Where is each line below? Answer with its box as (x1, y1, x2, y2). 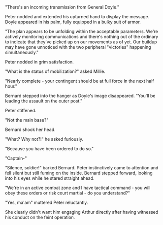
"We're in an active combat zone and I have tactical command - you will (5, 185, 151, 191)
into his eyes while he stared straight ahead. (5, 175, 95, 181)
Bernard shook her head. (5, 127, 56, 132)
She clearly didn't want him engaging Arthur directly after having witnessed (5, 209, 159, 215)
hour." (5, 83, 17, 89)
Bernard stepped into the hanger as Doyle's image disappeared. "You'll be (5, 93, 156, 98)
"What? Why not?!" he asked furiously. (5, 136, 84, 142)
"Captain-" (5, 155, 27, 161)
